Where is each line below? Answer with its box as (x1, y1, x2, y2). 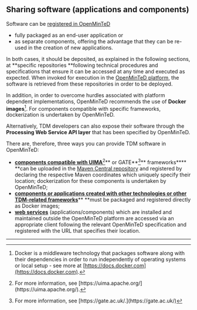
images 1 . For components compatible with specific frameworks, (6, 104, 161, 112)
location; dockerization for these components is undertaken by (14, 178, 167, 185)
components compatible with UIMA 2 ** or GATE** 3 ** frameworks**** (14, 158, 186, 166)
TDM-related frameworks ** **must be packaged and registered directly (14, 196, 191, 203)
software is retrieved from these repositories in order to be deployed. (6, 80, 173, 87)
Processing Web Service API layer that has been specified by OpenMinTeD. (6, 129, 191, 136)
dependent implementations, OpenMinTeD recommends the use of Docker (6, 98, 186, 105)
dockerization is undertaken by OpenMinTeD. (6, 111, 115, 118)
